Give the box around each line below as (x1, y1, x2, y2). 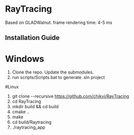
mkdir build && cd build (12, 104, 59, 110)
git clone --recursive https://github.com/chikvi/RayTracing (12, 94, 129, 99)
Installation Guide (5, 34, 60, 42)
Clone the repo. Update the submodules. (12, 69, 94, 75)
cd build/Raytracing (12, 119, 52, 125)
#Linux (5, 84, 19, 90)
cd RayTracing (12, 98, 41, 104)
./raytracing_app (12, 124, 45, 130)
